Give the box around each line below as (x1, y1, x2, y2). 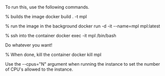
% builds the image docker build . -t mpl (5, 14, 87, 19)
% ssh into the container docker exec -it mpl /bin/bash (5, 33, 116, 38)
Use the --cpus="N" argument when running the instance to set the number (5, 61, 160, 67)
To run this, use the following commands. (5, 4, 90, 10)
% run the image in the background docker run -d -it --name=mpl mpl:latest (5, 23, 160, 29)
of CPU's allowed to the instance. (5, 66, 73, 72)
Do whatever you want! (5, 42, 53, 48)
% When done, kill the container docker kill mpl (5, 51, 102, 57)
